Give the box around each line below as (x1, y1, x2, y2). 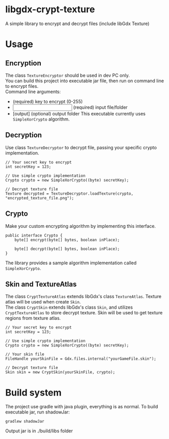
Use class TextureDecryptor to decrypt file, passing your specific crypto (5, 144, 157, 150)
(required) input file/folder (73, 104, 128, 110)
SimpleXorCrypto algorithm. (12, 116, 70, 122)
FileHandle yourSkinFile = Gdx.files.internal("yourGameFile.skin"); (5, 356, 157, 361)
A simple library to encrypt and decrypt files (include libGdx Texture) (5, 20, 150, 27)
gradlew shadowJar (5, 419, 44, 424)
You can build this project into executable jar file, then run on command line (5, 78, 164, 84)
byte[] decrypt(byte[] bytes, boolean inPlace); (14, 246, 120, 251)
